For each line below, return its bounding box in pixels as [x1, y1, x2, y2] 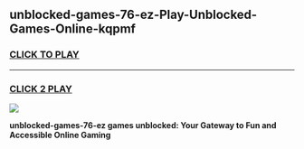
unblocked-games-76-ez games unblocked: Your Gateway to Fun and [9, 119, 277, 130]
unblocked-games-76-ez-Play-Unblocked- [9, 7, 258, 23]
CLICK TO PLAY [9, 49, 80, 61]
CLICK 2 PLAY [9, 82, 72, 95]
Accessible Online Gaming [9, 129, 111, 140]
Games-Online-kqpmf [9, 22, 136, 37]
